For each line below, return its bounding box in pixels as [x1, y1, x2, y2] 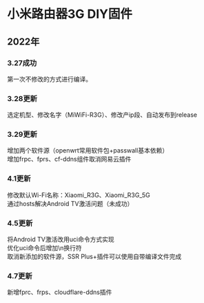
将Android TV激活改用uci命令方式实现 [7, 235, 115, 244]
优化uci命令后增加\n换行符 [7, 244, 82, 252]
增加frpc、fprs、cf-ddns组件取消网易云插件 [7, 155, 132, 164]
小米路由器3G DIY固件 [7, 6, 133, 22]
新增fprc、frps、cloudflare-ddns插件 [7, 288, 112, 296]
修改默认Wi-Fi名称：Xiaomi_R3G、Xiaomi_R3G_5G [7, 190, 150, 199]
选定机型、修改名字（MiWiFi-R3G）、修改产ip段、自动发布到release [7, 111, 198, 119]
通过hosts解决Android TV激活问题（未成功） [7, 199, 134, 207]
